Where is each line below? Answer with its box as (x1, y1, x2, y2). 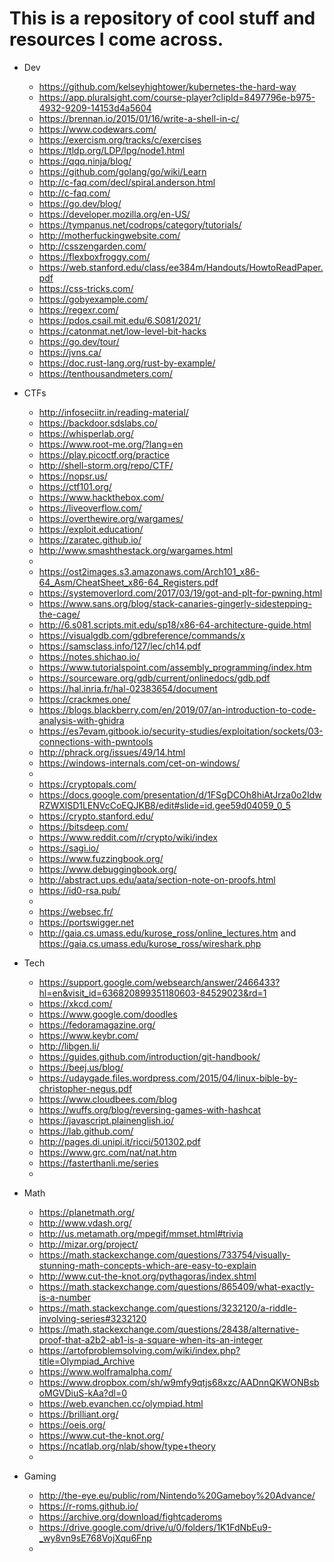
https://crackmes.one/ (38, 693, 131, 705)
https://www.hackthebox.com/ (38, 491, 165, 503)
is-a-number (38, 1291, 91, 1303)
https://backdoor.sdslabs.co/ (38, 417, 158, 429)
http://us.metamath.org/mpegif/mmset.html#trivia (38, 1227, 244, 1239)
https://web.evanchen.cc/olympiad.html (38, 1397, 204, 1409)
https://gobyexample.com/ (38, 293, 149, 305)
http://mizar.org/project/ (38, 1238, 139, 1250)
